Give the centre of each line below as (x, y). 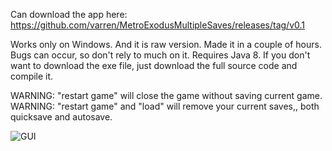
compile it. (32, 76)
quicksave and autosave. (61, 117)
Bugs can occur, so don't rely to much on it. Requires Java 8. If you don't (160, 55)
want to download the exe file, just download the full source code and (154, 65)
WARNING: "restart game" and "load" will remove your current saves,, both (165, 106)
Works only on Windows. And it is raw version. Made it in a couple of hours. (166, 44)
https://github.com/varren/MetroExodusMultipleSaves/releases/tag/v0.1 (157, 25)
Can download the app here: (69, 14)
